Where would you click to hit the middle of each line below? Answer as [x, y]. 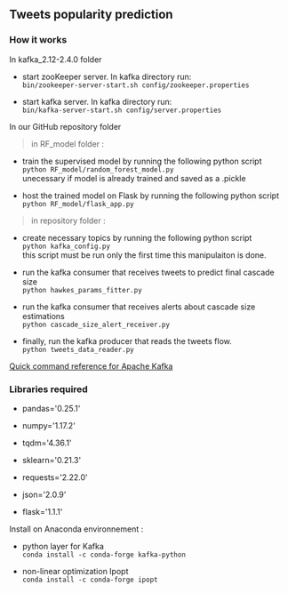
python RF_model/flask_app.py [78, 204]
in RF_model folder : [68, 144]
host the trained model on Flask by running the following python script [151, 196]
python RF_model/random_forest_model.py [98, 169]
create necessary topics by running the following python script [137, 237]
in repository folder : [68, 220]
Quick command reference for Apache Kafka [91, 366]
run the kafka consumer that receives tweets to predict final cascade [148, 272]
